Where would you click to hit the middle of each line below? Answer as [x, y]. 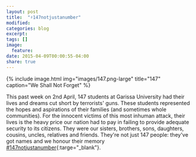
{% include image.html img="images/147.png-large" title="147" [83, 79]
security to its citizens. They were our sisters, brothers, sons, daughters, [95, 128]
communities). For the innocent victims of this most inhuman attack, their [96, 116]
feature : [22, 51]
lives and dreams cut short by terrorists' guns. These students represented [98, 103]
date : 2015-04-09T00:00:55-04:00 [48, 56]
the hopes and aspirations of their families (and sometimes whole [86, 109]
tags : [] [17, 39]
